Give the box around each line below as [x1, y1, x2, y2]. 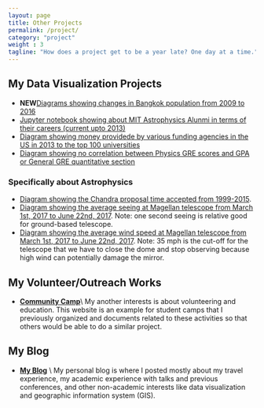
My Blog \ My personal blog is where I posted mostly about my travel [19, 365, 244, 375]
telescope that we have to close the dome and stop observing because [19, 245, 250, 254]
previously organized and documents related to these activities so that [19, 313, 247, 323]
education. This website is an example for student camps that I [19, 305, 223, 314]
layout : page [8, 11, 51, 20]
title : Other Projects [8, 19, 82, 27]
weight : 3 [8, 41, 44, 49]
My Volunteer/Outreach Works [8, 276, 162, 289]
